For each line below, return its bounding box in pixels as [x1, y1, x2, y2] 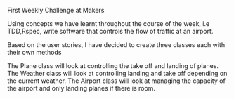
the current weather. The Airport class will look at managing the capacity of [7, 77, 226, 85]
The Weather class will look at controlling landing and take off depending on [7, 70, 228, 77]
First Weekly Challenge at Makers [7, 6, 105, 14]
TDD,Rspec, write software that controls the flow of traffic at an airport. [7, 27, 214, 35]
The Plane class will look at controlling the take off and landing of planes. [7, 62, 219, 70]
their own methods [7, 48, 62, 56]
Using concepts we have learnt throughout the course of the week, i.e [7, 20, 210, 27]
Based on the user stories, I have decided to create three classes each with [7, 41, 226, 48]
